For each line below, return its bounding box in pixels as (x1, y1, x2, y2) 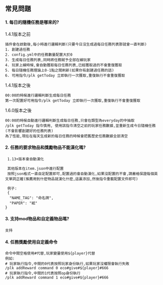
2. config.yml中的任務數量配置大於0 (5, 52, 73, 57)
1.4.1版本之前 (5, 31, 31, 37)
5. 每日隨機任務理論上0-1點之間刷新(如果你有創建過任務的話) (5, 68, 114, 72)
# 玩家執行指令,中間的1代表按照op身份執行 (5, 271, 81, 276)
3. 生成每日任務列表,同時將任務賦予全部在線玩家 (5, 57, 91, 62)
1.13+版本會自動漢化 (7, 156, 44, 162)
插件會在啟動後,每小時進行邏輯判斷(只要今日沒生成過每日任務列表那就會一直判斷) (5, 42, 147, 47)
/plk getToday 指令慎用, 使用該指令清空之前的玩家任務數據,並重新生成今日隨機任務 (5, 123, 156, 128)
